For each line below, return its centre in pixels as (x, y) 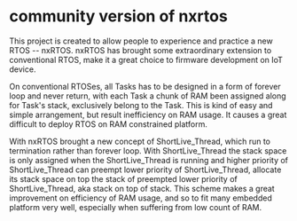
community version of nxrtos (118, 16)
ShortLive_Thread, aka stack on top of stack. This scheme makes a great (142, 188)
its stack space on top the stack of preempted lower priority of (123, 178)
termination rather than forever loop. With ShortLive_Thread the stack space (148, 150)
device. (23, 69)
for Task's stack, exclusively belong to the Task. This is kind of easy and (141, 105)
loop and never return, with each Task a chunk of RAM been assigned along (148, 96)
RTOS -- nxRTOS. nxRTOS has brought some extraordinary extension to (141, 50)
